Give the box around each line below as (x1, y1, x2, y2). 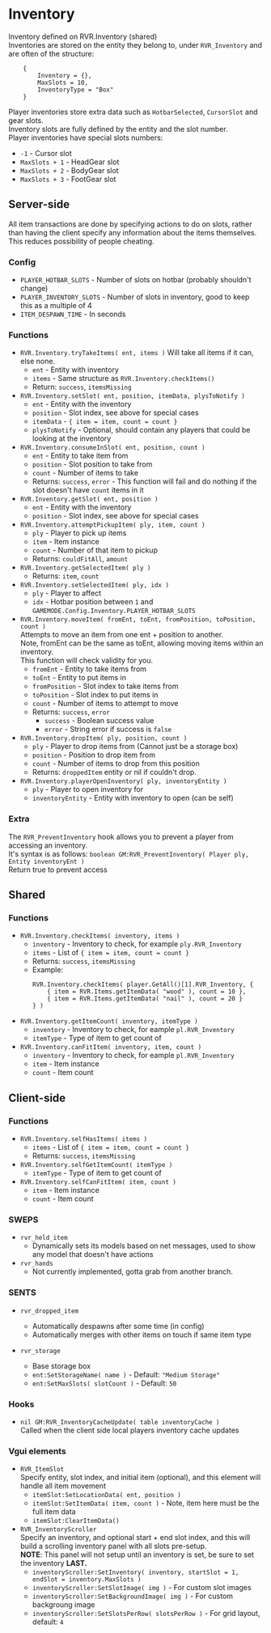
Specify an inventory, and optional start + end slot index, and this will (19, 1533, 251, 1542)
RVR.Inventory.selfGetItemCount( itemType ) (19, 1161, 173, 1170)
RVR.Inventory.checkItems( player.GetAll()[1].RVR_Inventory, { (32, 980, 254, 989)
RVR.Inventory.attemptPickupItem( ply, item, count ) (19, 521, 205, 530)
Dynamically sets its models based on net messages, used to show (32, 1241, 256, 1250)
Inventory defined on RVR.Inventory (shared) (8, 32, 158, 41)
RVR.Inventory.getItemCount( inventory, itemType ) (19, 1017, 198, 1026)
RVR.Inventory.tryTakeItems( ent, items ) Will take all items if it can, (19, 348, 254, 357)
